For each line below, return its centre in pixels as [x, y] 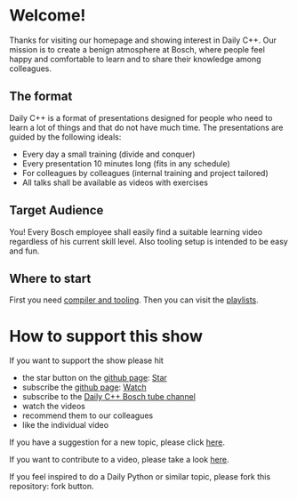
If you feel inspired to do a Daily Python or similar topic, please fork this [140, 477]
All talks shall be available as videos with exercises [115, 182]
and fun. [24, 251]
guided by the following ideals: [65, 137]
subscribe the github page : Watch [84, 387]
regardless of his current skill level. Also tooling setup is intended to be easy [149, 241]
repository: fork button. [52, 487]
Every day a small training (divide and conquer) [108, 154]
